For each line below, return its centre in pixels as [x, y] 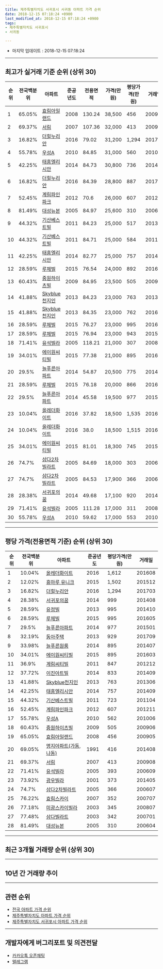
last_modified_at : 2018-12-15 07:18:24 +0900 [52, 18]
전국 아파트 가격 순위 [32, 909]
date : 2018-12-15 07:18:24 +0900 [39, 14]
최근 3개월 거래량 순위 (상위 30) [50, 850]
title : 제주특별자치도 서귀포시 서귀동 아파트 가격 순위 [53, 9]
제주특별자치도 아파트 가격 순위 [41, 916]
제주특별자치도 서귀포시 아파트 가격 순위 [50, 921]
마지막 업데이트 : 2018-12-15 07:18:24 [48, 51]
